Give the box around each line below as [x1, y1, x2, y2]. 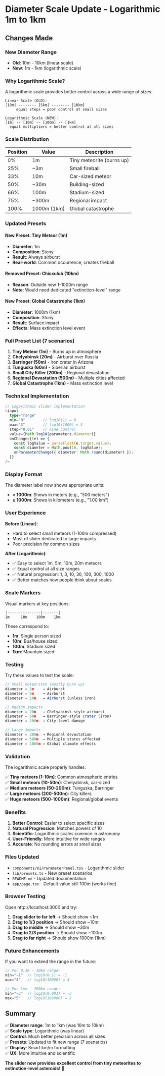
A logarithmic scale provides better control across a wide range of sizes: [5, 89, 153, 95]
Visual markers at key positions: [5, 601, 70, 607]
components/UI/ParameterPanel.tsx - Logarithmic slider [12, 865, 124, 871]
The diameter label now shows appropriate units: [5, 482, 105, 488]
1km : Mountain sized [12, 648, 55, 655]
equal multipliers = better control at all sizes [9, 124, 114, 129]
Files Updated [5, 853, 40, 860]
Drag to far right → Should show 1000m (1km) [12, 935, 106, 941]
